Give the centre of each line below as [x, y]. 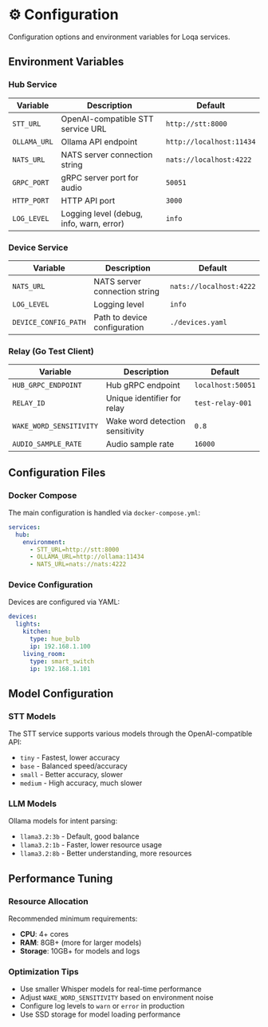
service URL [84, 128]
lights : [28, 624]
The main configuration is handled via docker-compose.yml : [104, 512]
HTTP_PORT [31, 200]
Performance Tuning [61, 878]
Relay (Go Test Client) [51, 351]
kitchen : [37, 632]
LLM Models [33, 804]
